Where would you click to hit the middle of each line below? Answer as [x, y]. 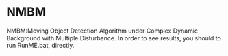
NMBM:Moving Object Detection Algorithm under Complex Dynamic [102, 31]
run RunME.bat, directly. [40, 45]
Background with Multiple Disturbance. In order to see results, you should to [114, 38]
